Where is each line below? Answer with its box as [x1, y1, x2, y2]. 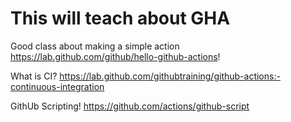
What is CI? [10, 70, 58, 82]
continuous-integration [10, 80, 105, 92]
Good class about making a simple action [10, 40, 180, 52]
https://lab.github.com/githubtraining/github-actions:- [59, 70, 281, 82]
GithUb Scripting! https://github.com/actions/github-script [10, 100, 250, 112]
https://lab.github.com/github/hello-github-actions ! [10, 50, 221, 62]
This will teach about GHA [10, 7, 231, 30]
